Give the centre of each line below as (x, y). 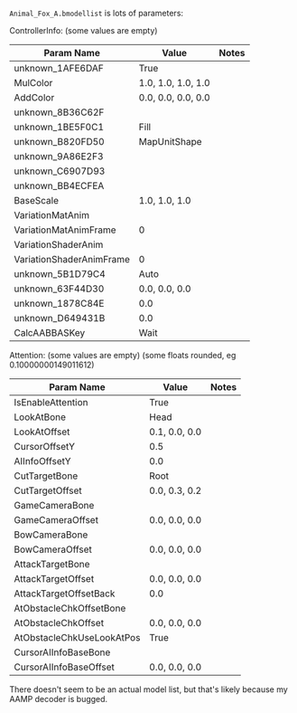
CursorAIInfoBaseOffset (65, 667)
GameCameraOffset (56, 520)
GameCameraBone (54, 505)
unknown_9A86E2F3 (59, 156)
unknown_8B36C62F (59, 112)
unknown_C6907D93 (60, 171)
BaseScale (36, 200)
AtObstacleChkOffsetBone (70, 608)
